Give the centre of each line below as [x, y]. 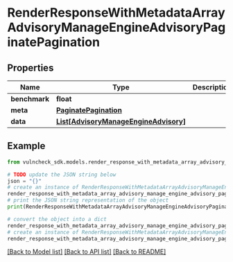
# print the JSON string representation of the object [88, 200]
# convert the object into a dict [57, 219]
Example [26, 146]
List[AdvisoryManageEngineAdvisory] [121, 121]
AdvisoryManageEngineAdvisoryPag [116, 27]
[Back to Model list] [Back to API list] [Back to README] [87, 252]
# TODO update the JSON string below [62, 175]
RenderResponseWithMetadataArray [116, 13]
